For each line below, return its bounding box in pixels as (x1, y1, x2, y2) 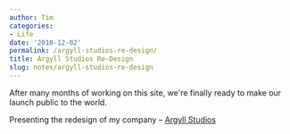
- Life (9, 29, 34, 38)
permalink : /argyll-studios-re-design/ (9, 46, 158, 55)
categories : (9, 21, 54, 30)
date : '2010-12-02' (9, 38, 82, 47)
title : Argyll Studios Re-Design (9, 54, 134, 63)
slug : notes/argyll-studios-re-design (9, 63, 153, 72)
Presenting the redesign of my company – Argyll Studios (9, 113, 217, 125)
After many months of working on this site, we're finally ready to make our (9, 87, 282, 98)
